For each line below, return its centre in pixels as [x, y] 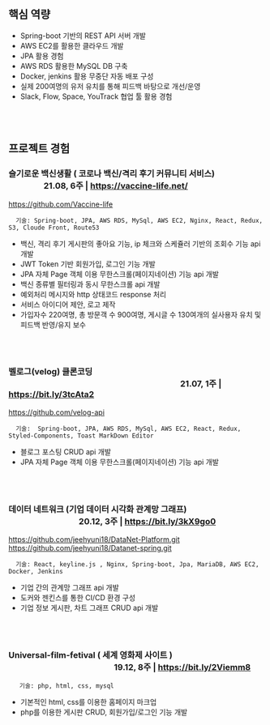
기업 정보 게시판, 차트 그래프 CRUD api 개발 [89, 608]
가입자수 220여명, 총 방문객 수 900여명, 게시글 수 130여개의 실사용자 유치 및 [141, 314]
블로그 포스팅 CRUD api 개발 [66, 451]
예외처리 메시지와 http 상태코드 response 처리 [93, 294]
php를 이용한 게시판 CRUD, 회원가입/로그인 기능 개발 [104, 712]
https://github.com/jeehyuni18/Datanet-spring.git [90, 548]
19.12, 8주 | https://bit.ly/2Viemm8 [182, 667]
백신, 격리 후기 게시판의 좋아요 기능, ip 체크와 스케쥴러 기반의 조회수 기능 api [140, 243]
